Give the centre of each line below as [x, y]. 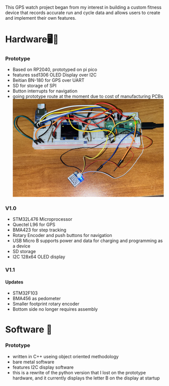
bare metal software [33, 362]
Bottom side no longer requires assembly [55, 309]
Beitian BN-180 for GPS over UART [48, 80]
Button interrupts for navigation [45, 91]
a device [21, 246]
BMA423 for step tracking [39, 230]
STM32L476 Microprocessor [42, 219]
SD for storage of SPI [34, 86]
